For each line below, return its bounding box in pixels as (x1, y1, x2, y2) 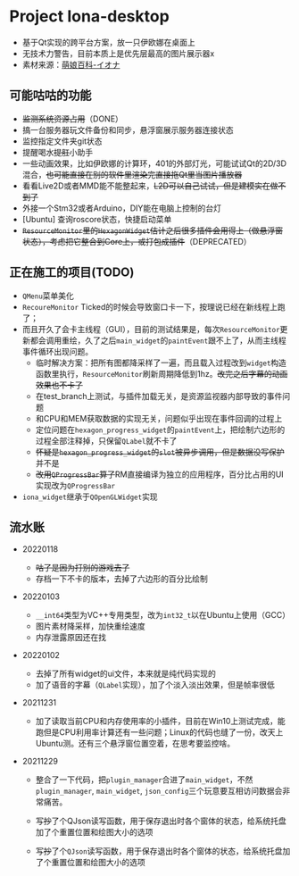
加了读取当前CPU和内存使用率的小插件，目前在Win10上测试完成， (35, 716, 278, 727)
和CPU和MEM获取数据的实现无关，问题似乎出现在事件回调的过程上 (35, 413, 283, 423)
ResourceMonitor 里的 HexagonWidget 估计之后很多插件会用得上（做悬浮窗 (21, 225, 284, 236)
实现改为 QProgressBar (35, 480, 116, 490)
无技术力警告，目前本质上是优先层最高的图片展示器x (21, 47, 215, 59)
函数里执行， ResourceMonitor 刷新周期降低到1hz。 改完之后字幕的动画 (35, 368, 288, 379)
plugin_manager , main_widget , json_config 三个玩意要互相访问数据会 (35, 786, 283, 797)
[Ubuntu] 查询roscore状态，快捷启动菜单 (21, 213, 172, 224)
